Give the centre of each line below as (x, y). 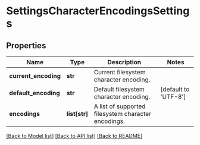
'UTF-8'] (173, 97)
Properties (26, 45)
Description (124, 62)
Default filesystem (119, 89)
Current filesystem (120, 72)
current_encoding (35, 76)
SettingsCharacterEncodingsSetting (98, 11)
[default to (175, 89)
